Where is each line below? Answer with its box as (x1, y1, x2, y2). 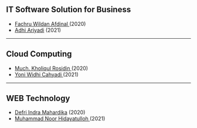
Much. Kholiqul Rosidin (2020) (14, 65, 89, 72)
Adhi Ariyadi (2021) (14, 26, 62, 33)
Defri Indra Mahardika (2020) (14, 109, 86, 116)
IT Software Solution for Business (6, 5, 131, 15)
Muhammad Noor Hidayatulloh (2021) (14, 115, 106, 122)
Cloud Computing (6, 49, 72, 59)
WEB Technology (6, 93, 70, 103)
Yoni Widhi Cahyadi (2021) (14, 70, 79, 78)
